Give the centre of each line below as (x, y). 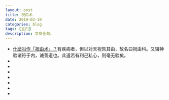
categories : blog (24, 24)
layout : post (19, 10)
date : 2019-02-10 (24, 19)
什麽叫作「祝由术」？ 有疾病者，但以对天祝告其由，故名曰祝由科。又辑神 (88, 49)
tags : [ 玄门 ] (18, 29)
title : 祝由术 (19, 15)
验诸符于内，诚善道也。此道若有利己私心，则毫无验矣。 (70, 55)
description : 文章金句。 (30, 34)
